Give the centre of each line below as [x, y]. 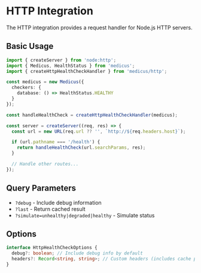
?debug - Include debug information [58, 203]
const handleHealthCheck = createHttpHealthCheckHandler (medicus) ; [92, 115]
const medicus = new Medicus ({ [45, 82]
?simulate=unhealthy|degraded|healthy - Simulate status [85, 215]
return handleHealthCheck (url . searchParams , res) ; [81, 148]
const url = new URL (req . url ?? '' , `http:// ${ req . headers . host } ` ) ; [99, 131]
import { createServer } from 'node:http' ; [61, 60]
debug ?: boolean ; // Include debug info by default [77, 253]
